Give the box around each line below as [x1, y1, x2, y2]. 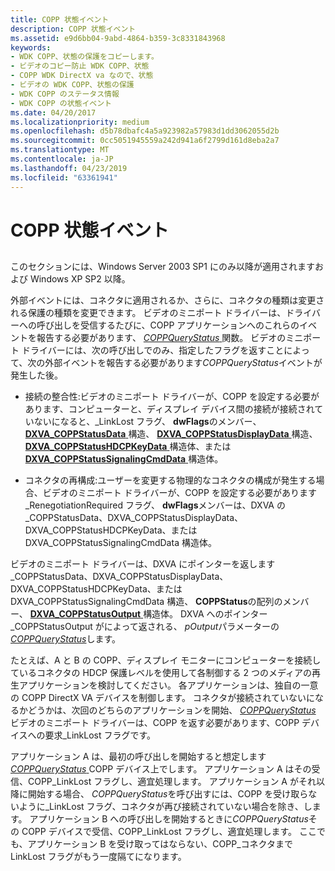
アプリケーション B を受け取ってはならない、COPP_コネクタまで [27, 838, 293, 850]
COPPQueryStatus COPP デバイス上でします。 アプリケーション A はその [10, 763, 312, 775]
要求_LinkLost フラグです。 [44, 729, 157, 741]
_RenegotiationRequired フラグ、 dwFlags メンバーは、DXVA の [24, 499, 286, 511]
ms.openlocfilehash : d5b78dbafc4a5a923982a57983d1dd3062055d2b [10, 126, 280, 136]
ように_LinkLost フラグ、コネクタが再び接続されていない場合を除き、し [18, 801, 313, 813]
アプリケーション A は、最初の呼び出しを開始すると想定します [10, 751, 267, 763]
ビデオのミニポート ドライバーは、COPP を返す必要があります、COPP [10, 717, 300, 729]
